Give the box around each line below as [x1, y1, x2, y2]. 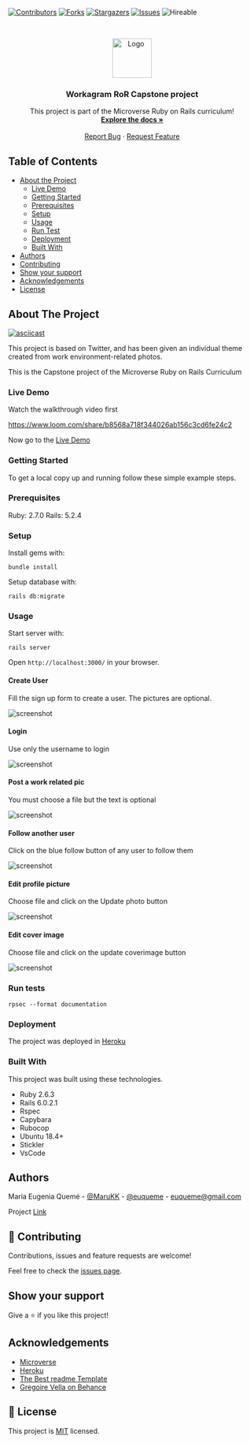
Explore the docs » [101, 115, 164, 125]
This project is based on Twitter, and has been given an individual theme [8, 343, 243, 352]
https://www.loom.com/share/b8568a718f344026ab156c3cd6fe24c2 [8, 420, 233, 430]
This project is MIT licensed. [8, 1426, 100, 1435]
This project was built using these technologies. [8, 1074, 164, 1083]
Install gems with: [8, 548, 65, 557]
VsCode [19, 1148, 46, 1158]
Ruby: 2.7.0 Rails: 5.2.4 [8, 510, 82, 520]
